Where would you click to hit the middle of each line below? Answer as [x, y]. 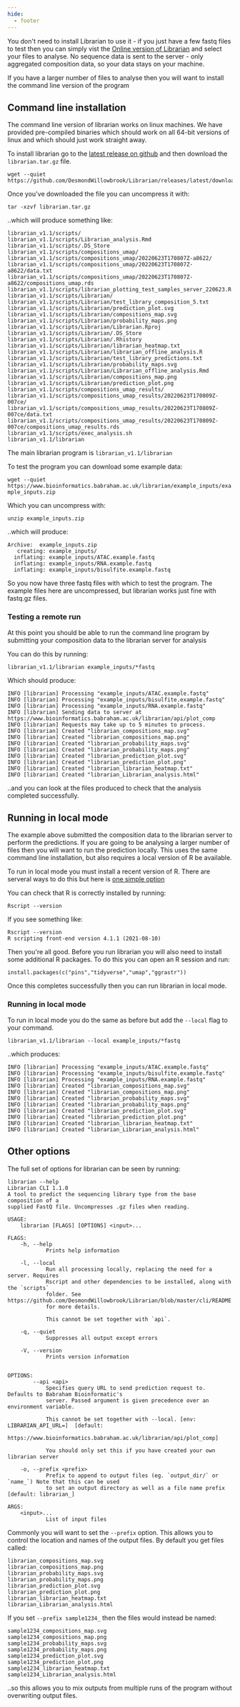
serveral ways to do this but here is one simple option [86, 879]
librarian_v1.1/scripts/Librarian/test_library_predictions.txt [105, 359]
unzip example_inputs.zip [46, 519]
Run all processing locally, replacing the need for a [129, 1269]
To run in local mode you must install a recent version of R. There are [109, 871]
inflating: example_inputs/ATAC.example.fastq [84, 558]
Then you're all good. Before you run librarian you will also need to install [115, 952]
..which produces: [34, 1053]
